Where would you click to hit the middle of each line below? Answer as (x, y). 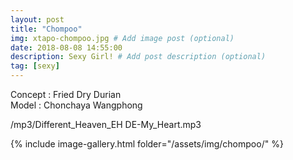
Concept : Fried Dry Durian (66, 94)
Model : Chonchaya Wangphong (76, 105)
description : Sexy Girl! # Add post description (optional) (138, 57)
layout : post (37, 19)
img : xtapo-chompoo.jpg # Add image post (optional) (122, 38)
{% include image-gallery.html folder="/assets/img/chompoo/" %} (147, 144)
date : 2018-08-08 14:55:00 (66, 47)
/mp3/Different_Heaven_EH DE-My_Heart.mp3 (106, 124)
